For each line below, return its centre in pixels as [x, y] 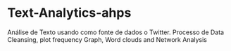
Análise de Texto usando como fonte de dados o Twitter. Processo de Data [115, 32]
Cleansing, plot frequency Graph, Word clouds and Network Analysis [107, 39]
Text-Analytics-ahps [69, 13]
